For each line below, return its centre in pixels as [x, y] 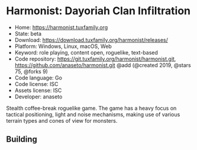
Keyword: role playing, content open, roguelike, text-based [86, 52]
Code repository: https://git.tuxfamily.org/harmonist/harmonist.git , [95, 59]
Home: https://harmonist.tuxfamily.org [61, 27]
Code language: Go [38, 78]
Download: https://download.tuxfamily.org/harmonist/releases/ [91, 40]
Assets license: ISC [38, 90]
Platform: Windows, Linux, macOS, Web [63, 46]
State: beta [28, 33]
